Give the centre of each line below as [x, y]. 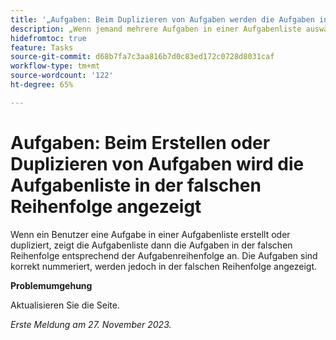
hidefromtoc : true [48, 38]
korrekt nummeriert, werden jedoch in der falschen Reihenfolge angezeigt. [164, 266]
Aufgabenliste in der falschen [136, 185]
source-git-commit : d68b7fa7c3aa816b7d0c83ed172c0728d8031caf [142, 57]
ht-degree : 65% [42, 85]
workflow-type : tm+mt [55, 66]
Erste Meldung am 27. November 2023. [91, 324]
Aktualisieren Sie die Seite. [65, 305]
